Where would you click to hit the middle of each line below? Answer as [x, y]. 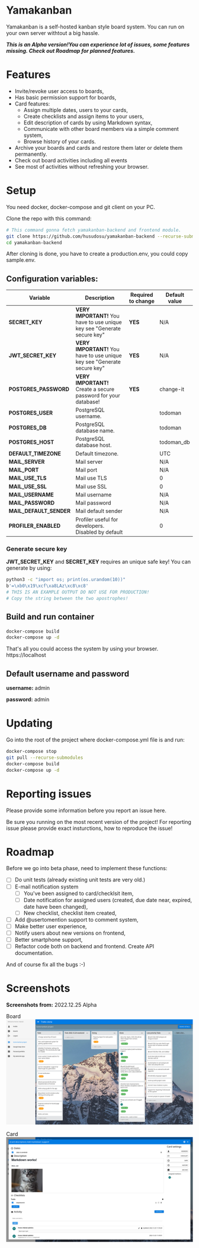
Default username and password [68, 674]
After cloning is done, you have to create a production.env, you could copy [97, 254]
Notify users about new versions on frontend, [70, 933]
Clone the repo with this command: [49, 218]
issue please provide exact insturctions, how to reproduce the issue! [89, 828]
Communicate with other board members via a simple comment [101, 129]
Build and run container [50, 617]
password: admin [28, 700]
